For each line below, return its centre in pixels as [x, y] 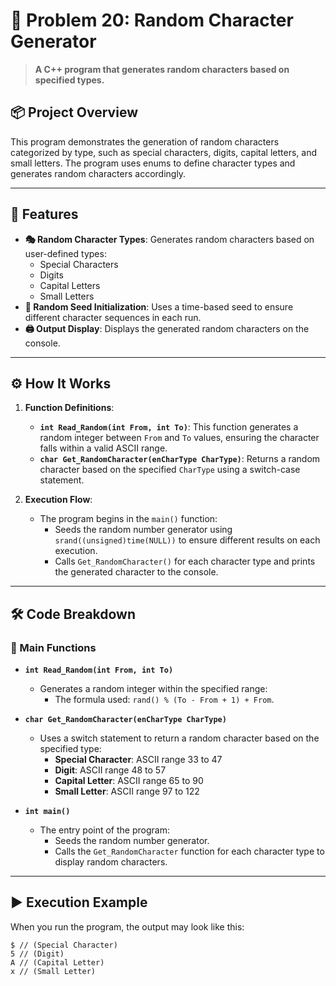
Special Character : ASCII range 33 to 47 [138, 760]
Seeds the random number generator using [143, 530]
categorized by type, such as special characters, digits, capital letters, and [163, 152]
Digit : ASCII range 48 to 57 [110, 770]
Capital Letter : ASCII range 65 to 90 [129, 781]
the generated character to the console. [136, 572]
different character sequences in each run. [113, 317]
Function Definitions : [69, 408]
